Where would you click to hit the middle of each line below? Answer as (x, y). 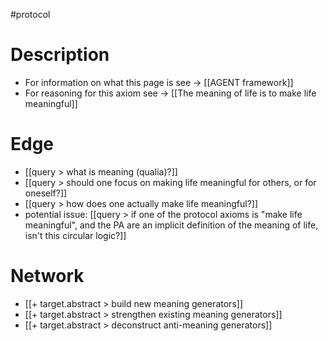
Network (47, 276)
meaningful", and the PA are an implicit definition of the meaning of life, (171, 225)
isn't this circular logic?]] (75, 235)
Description (60, 55)
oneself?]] (46, 193)
